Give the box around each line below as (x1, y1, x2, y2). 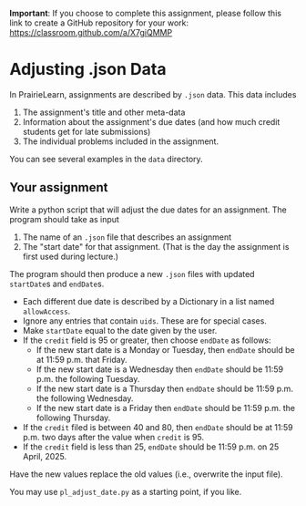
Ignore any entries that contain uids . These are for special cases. (22, 315, 267, 326)
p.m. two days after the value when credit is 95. (22, 431, 205, 442)
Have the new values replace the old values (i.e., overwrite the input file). (9, 469, 284, 480)
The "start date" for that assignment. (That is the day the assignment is (22, 241, 290, 252)
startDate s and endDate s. (9, 278, 105, 289)
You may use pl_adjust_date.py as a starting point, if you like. (9, 486, 242, 497)
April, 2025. (22, 450, 67, 461)
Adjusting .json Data (9, 59, 167, 80)
